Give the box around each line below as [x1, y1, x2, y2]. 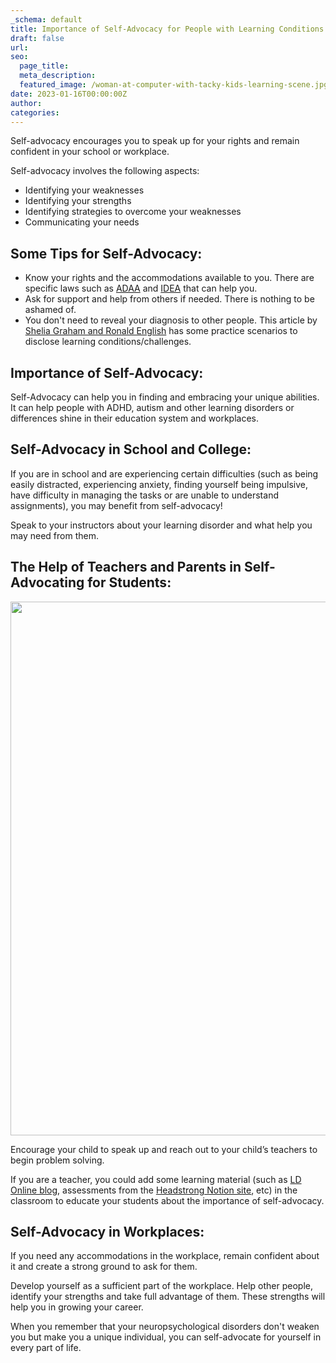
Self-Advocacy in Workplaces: [10, 1224, 205, 1241]
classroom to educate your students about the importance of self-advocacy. [10, 1194, 325, 1206]
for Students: [87, 574, 172, 591]
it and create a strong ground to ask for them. [10, 1261, 198, 1273]
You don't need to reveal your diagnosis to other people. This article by [24, 314, 318, 326]
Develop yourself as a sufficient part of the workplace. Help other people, [10, 1280, 313, 1292]
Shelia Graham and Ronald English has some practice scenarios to [24, 325, 298, 337]
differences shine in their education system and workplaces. [10, 412, 259, 424]
